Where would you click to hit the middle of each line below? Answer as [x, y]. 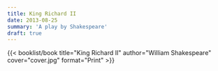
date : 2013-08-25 [32, 20]
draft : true [24, 33]
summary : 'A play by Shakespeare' [58, 26]
